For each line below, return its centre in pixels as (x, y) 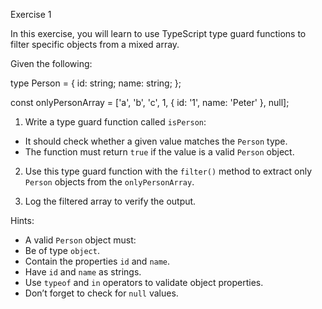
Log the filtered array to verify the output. (110, 201)
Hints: (22, 220)
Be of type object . (62, 250)
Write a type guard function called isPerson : (115, 122)
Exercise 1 (31, 14)
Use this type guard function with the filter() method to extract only (168, 171)
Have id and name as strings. (83, 272)
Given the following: (51, 63)
